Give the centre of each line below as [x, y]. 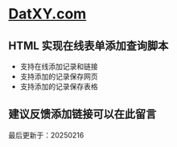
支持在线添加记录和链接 [59, 66]
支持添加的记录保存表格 [59, 86]
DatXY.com [47, 14]
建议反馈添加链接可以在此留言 [82, 114]
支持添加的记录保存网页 [59, 76]
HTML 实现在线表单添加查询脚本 [88, 45]
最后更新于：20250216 [46, 135]
